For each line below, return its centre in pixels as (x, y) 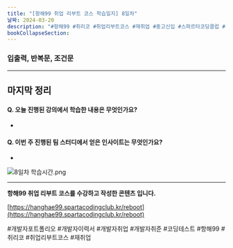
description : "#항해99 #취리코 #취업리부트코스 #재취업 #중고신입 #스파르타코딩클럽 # (116, 26)
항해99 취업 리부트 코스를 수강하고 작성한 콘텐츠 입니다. (81, 193)
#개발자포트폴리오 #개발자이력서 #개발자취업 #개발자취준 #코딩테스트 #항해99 (113, 229)
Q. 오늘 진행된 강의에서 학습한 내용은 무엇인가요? (72, 109)
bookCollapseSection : (38, 33)
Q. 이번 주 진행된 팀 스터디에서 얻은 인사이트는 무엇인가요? (85, 142)
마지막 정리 (29, 90)
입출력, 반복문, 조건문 (41, 58)
